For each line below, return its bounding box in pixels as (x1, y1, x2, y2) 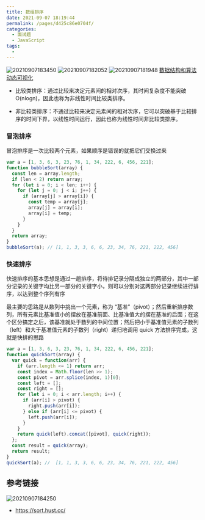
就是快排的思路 (6, 334, 44, 341)
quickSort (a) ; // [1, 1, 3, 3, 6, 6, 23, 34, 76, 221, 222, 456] (6, 460, 179, 466)
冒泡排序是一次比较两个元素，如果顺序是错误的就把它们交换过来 (6, 147, 167, 155)
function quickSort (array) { (6, 352, 81, 358)
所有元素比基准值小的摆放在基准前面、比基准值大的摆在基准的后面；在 (16, 311, 193, 318)
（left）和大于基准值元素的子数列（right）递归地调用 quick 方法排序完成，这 (6, 326, 198, 334)
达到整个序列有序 (22, 290, 65, 298)
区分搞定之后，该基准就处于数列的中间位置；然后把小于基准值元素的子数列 (11, 318, 199, 326)
